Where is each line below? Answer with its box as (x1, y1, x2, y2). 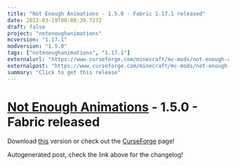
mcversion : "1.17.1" (7, 36, 68, 43)
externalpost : (7, 62, 49, 69)
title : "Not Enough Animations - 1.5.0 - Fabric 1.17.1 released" (7, 10, 206, 18)
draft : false (7, 23, 46, 30)
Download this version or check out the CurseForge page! (7, 137, 175, 146)
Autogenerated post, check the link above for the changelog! (7, 151, 183, 159)
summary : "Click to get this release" (7, 69, 121, 76)
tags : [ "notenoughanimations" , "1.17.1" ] (7, 50, 131, 57)
